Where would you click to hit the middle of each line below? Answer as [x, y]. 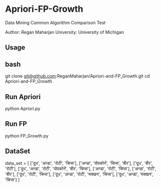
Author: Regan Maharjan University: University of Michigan [65, 32]
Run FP [16, 124]
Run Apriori [23, 97]
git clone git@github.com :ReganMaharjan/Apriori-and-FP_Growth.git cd [78, 76]
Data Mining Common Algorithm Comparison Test [55, 23]
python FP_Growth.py [27, 135]
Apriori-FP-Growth [44, 9]
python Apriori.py [23, 108]
